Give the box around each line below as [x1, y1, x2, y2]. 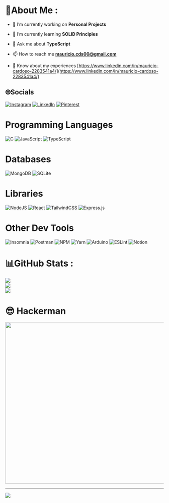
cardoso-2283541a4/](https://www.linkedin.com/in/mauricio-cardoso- [12, 68, 158, 74]
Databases [5, 154, 51, 165]
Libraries [5, 188, 43, 199]
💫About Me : [5, 5, 58, 16]
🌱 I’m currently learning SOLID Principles [12, 31, 98, 37]
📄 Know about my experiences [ [12, 63, 79, 69]
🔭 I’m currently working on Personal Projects [12, 21, 107, 27]
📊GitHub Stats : [5, 258, 74, 269]
